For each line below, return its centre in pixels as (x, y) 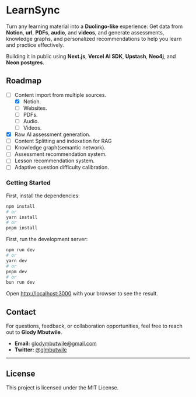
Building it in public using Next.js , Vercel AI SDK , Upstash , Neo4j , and (91, 56)
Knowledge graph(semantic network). (60, 148)
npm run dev (20, 250)
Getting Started (28, 183)
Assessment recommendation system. (60, 154)
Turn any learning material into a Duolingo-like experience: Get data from (94, 26)
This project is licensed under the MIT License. (62, 387)
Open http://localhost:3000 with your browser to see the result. (82, 294)
